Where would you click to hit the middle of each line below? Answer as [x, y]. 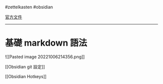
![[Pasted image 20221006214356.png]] [45, 57]
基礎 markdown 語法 [46, 43]
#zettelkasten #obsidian [29, 7]
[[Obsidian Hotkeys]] [26, 76]
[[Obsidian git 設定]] [25, 67]
